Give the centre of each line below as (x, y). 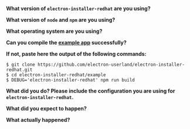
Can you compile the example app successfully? (67, 43)
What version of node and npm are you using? (61, 20)
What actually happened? (38, 120)
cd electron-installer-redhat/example (59, 75)
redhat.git (19, 70)
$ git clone (21, 64)
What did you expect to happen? (46, 108)
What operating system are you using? (54, 31)
